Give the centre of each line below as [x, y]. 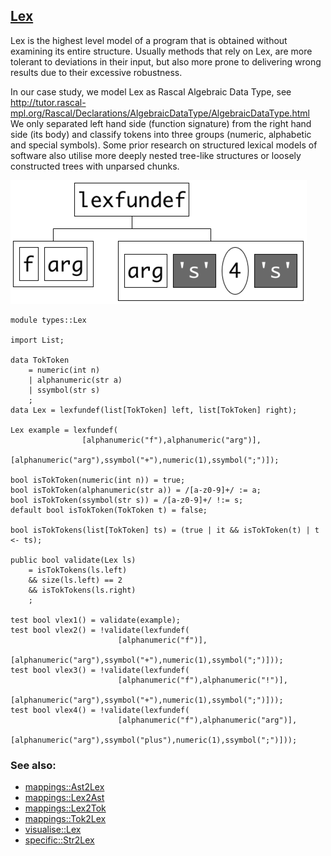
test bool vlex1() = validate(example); [96, 620]
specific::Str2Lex [59, 840]
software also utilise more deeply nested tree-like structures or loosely [156, 155]
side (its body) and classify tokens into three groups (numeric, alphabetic [161, 134]
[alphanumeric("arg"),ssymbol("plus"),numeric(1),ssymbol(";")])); [154, 740]
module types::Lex [48, 320]
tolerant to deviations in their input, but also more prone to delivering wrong [166, 61]
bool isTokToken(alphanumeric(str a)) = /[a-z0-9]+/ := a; [136, 490]
